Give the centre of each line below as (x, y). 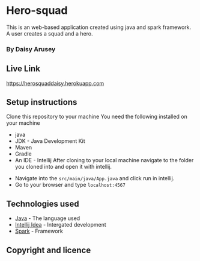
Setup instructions (42, 102)
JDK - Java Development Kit (50, 141)
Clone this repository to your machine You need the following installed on (97, 117)
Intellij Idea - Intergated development (60, 225)
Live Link (23, 69)
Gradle (23, 154)
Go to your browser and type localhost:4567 (70, 185)
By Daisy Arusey (31, 49)
